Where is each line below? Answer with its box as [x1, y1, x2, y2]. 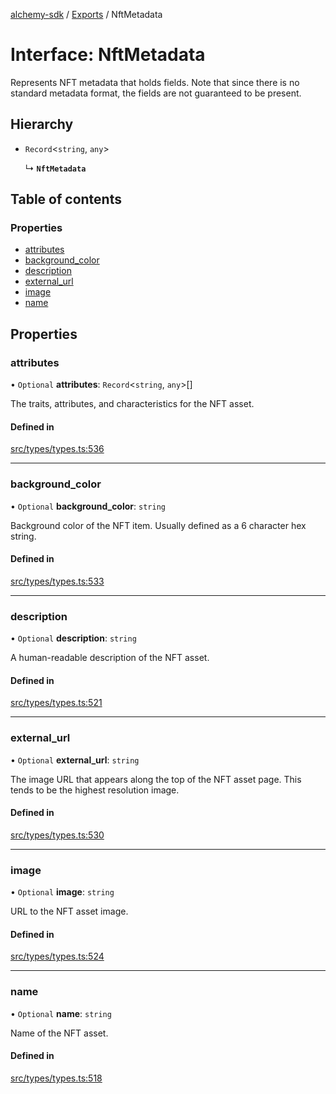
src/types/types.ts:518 [10, 1072, 103, 1084]
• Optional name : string [10, 1007, 112, 1019]
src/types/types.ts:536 [10, 443, 105, 455]
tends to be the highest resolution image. [10, 784, 180, 796]
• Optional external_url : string [10, 754, 140, 766]
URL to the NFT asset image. [10, 905, 129, 918]
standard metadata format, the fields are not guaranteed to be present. [10, 87, 302, 99]
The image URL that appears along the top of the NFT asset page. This [10, 773, 302, 785]
